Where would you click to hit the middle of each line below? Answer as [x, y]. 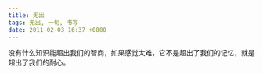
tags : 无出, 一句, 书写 [43, 23]
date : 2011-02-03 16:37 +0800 [58, 30]
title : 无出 [26, 15]
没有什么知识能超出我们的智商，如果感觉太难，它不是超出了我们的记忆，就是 [131, 53]
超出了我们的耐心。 [39, 62]
